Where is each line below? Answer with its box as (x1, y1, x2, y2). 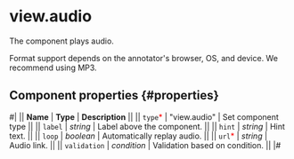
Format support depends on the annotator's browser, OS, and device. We (9, 52, 279, 63)
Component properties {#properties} (9, 88, 220, 103)
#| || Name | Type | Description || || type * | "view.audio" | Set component (9, 111, 279, 122)
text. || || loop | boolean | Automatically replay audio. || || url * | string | (9, 131, 268, 141)
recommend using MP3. (9, 62, 97, 73)
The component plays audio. (9, 36, 114, 46)
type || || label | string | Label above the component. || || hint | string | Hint (9, 121, 285, 131)
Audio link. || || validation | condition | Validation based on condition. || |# (9, 139, 282, 150)
